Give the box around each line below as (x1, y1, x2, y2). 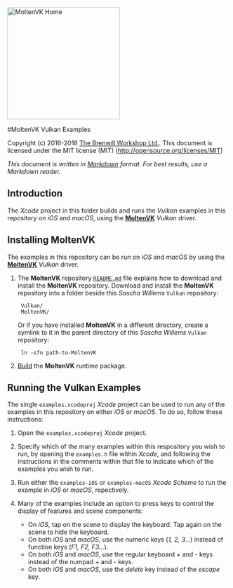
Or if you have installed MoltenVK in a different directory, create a (17, 321, 208, 329)
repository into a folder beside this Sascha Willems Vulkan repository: (17, 288, 219, 297)
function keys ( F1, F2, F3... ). (27, 543, 109, 552)
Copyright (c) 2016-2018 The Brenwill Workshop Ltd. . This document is (7, 139, 213, 147)
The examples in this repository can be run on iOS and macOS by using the (7, 253, 225, 261)
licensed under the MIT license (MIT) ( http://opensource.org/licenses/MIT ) (7, 147, 223, 154)
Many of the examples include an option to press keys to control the (17, 500, 214, 508)
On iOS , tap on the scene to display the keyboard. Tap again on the (27, 521, 222, 529)
